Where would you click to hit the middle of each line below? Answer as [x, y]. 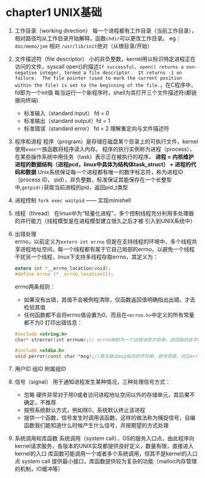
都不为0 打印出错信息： [53, 322]
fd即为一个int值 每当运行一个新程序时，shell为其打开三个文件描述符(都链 [106, 92]
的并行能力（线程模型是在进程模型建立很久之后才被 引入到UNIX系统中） [105, 221]
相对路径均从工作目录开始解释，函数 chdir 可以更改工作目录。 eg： [98, 38]
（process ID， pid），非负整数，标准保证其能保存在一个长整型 [93, 179]
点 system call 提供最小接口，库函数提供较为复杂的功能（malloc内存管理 [106, 461]
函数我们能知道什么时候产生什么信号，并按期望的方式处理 [96, 425]
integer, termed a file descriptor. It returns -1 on [111, 73]
